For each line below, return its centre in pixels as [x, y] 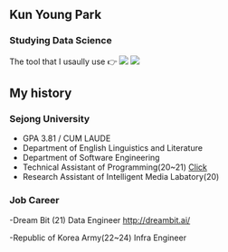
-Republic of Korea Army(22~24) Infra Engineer [98, 238]
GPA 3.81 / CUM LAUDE [66, 138]
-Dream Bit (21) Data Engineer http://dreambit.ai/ [100, 219]
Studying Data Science [61, 41]
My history [41, 93]
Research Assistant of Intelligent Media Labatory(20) [121, 177]
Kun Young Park [56, 15]
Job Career [34, 201]
